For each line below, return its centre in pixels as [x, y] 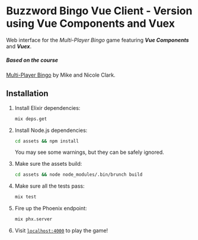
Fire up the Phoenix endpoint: [51, 209]
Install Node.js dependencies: [51, 130]
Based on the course [32, 60]
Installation [27, 94]
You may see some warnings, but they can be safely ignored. [89, 152]
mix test [25, 197]
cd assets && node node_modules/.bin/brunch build [79, 175]
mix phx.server [33, 219]
